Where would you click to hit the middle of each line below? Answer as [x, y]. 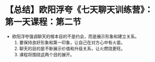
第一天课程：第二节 [43, 22]
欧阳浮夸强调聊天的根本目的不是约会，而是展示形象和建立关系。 [75, 36]
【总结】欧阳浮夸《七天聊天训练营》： [79, 10]
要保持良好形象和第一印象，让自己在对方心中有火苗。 [72, 42]
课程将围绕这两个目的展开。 [47, 54]
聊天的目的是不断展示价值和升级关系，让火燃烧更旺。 [72, 48]
